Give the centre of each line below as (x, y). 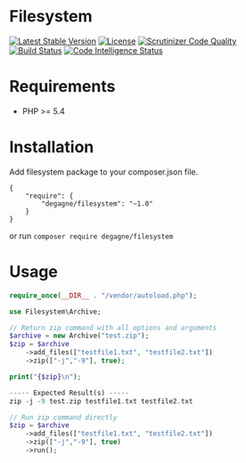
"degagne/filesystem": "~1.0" (97, 203)
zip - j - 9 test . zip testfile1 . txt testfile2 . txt (101, 401)
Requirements (62, 87)
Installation (52, 147)
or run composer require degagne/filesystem (91, 236)
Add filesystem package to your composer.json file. (104, 172)
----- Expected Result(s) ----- (69, 393)
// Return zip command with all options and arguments (113, 328)
